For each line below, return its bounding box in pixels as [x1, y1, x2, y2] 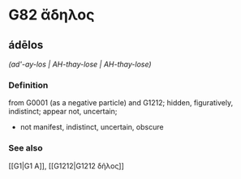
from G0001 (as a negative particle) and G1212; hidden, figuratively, [8, 98, 234, 108]
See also [8, 143, 43, 154]
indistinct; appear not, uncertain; [8, 107, 118, 117]
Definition [8, 79, 49, 91]
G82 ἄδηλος [8, 6, 95, 24]
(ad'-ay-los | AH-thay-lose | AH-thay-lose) [8, 59, 152, 69]
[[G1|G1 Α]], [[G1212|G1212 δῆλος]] [8, 160, 124, 171]
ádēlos [8, 38, 44, 52]
